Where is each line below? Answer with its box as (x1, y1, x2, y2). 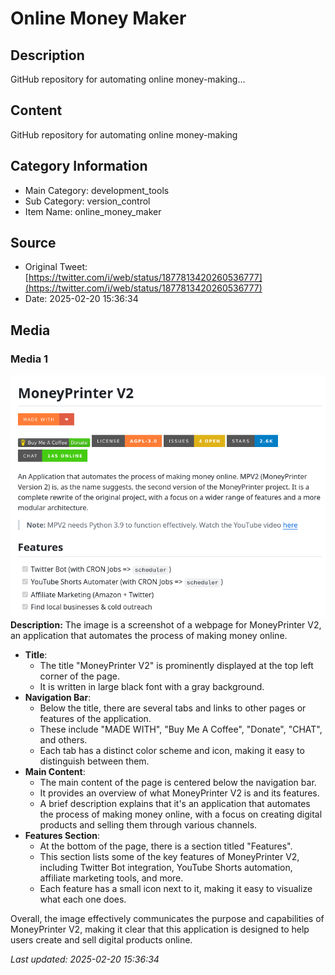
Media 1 (10, 352, 49, 366)
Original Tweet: (24, 261, 88, 273)
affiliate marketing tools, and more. (39, 872, 184, 884)
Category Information (10, 158, 148, 175)
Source (10, 235, 57, 252)
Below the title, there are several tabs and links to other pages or (39, 702, 307, 714)
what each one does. (39, 893, 127, 905)
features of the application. (39, 712, 152, 724)
